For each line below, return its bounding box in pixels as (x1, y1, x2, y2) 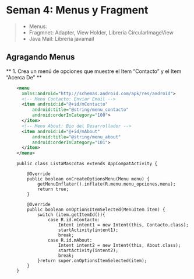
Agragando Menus (6, 52, 75, 62)
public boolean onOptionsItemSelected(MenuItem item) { (27, 207, 165, 213)
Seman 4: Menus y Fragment (6, 4, 149, 17)
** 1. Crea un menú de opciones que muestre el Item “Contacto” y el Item (6, 68, 182, 75)
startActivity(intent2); (58, 247, 118, 254)
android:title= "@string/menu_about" (31, 134, 121, 140)
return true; (37, 186, 69, 193)
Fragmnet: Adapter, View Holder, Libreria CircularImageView (29, 29, 174, 36)
